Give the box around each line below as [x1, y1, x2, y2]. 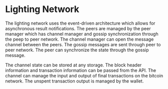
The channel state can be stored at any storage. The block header [5, 62, 142, 68]
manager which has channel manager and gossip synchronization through [5, 31, 159, 37]
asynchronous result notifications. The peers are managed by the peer [5, 25, 151, 31]
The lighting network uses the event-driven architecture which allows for [5, 20, 155, 26]
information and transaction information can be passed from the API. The [5, 67, 156, 73]
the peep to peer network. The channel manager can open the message [5, 36, 154, 42]
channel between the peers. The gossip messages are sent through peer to [5, 41, 161, 47]
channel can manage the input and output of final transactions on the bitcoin [5, 72, 163, 78]
